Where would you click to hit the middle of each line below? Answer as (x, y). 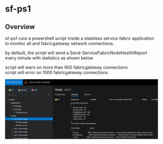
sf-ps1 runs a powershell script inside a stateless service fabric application (80, 38)
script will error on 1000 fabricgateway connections (57, 72)
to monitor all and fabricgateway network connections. (60, 43)
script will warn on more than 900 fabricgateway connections (66, 67)
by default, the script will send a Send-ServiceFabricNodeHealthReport (76, 53)
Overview (20, 27)
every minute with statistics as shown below (49, 58)
